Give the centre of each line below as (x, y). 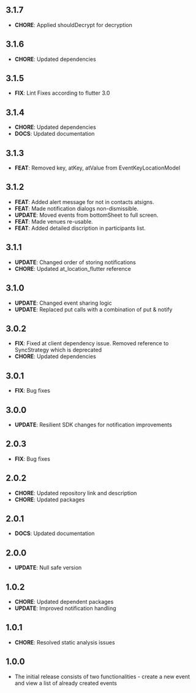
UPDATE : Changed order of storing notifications (75, 262)
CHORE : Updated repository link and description (76, 493)
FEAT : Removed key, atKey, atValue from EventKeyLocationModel (97, 168)
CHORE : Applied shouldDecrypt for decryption (73, 25)
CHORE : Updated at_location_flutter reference (73, 268)
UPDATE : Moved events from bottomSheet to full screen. (86, 215)
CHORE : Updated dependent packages (64, 602)
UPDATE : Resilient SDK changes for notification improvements (93, 425)
